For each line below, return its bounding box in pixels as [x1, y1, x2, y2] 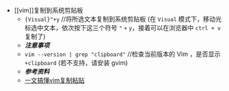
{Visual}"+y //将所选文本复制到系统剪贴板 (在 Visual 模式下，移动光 [24, 15, 222, 23]
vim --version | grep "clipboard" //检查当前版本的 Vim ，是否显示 [24, 50, 221, 58]
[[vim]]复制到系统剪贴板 [13, 6, 83, 14]
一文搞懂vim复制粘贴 [24, 76, 85, 84]
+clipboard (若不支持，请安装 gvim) [24, 59, 128, 66]
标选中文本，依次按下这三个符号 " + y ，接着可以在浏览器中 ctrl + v [24, 24, 221, 31]
